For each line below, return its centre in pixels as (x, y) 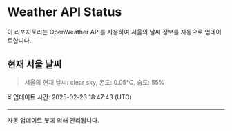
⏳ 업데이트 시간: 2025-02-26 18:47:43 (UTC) (70, 97)
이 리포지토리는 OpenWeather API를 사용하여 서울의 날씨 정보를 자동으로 (105, 32)
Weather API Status (65, 12)
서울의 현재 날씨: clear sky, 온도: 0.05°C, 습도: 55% (94, 82)
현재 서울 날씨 (35, 64)
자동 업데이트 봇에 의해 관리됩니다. (53, 120)
